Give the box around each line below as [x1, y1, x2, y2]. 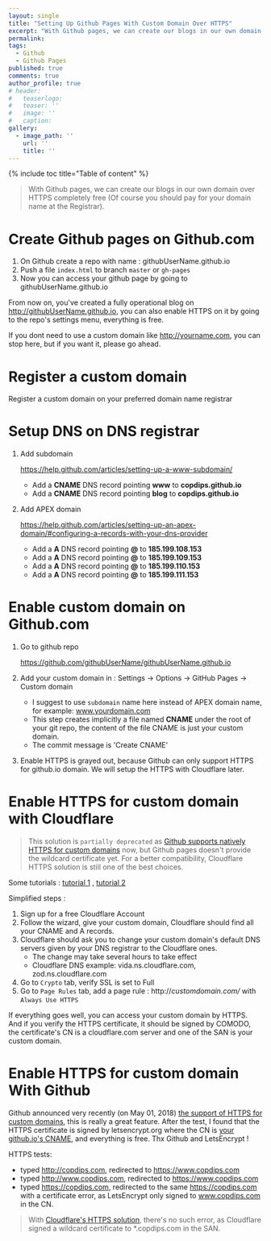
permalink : [8, 34, 45, 43]
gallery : [8, 124, 38, 132]
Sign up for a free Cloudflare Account [19, 909, 145, 919]
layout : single [8, 11, 60, 20]
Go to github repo [19, 642, 79, 652]
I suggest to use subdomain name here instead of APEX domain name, [31, 698, 262, 707]
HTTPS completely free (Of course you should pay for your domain [27, 193, 252, 202]
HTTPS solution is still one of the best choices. [27, 862, 184, 872]
